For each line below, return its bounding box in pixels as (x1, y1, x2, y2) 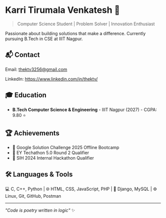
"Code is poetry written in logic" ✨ (5, 208, 76, 214)
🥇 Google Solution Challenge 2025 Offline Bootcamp (12, 145, 120, 151)
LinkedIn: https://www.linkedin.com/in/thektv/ (5, 76, 98, 82)
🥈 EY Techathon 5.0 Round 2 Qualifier (12, 150, 89, 156)
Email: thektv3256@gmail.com (5, 66, 68, 72)
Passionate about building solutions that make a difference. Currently (5, 30, 146, 36)
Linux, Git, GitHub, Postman (5, 193, 62, 199)
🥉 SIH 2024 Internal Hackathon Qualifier (12, 155, 94, 161)
